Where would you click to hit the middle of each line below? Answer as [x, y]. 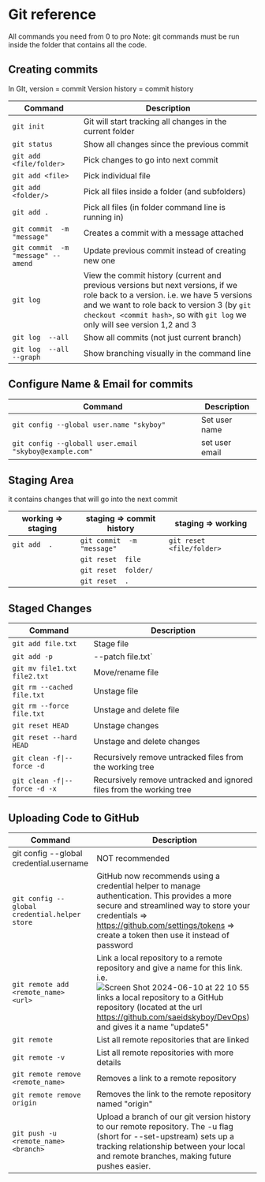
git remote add [41, 984]
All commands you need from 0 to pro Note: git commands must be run [124, 36]
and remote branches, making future [164, 1156]
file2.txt [30, 677]
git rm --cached [43, 687]
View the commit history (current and [152, 275]
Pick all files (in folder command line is [155, 207]
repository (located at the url [149, 1007]
